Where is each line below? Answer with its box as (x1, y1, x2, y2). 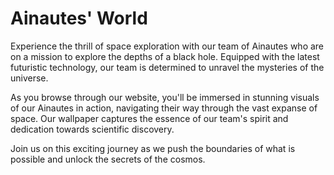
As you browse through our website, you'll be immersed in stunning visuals (10, 91, 320, 103)
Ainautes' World (10, 7, 148, 30)
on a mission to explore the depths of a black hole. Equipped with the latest (10, 50, 320, 62)
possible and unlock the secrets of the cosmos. (10, 153, 206, 165)
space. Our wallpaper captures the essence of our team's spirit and (10, 112, 289, 124)
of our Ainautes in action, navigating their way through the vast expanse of (10, 102, 318, 114)
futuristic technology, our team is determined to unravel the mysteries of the (10, 61, 325, 73)
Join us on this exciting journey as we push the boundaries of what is (10, 142, 296, 154)
